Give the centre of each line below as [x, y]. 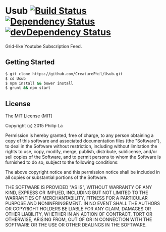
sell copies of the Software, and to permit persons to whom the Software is [83, 157]
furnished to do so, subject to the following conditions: [62, 162]
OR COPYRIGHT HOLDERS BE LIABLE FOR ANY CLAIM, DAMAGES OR [78, 209]
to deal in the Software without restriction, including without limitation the [81, 146]
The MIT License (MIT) [29, 116]
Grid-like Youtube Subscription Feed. [44, 46]
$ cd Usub [16, 78]
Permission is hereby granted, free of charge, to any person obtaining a [79, 135]
